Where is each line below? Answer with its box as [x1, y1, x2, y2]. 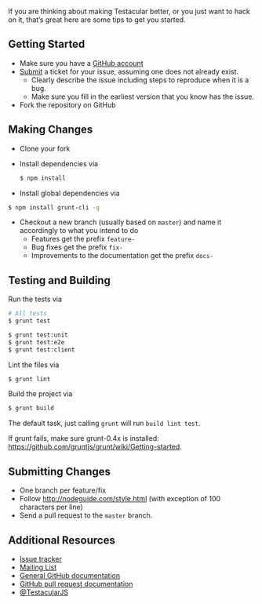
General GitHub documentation [19, 570, 120, 580]
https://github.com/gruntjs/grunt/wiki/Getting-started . [8, 442, 182, 452]
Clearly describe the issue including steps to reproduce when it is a [31, 75, 249, 85]
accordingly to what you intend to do [19, 226, 139, 235]
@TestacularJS [19, 588, 69, 597]
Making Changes [8, 123, 93, 136]
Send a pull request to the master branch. [19, 511, 153, 520]
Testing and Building [8, 274, 111, 287]
